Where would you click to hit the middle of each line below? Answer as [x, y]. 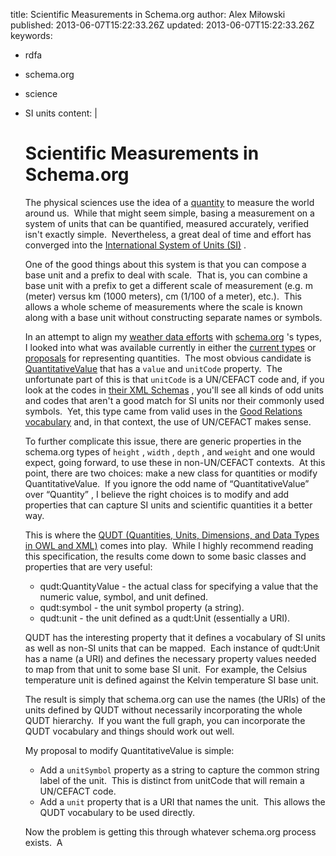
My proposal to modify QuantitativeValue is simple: [129, 750]
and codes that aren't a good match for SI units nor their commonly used [174, 400]
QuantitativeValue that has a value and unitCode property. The [153, 368]
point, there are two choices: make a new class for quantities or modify [171, 473]
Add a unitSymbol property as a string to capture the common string [179, 770]
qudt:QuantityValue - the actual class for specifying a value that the [179, 586]
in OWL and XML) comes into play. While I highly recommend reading [169, 545]
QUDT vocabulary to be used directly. [117, 812]
